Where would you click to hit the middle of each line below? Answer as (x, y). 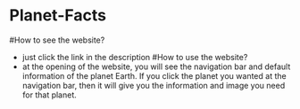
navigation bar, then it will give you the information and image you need (154, 85)
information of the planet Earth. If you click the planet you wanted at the (154, 75)
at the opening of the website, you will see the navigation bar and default (156, 66)
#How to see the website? (57, 40)
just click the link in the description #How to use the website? (135, 57)
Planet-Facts (58, 16)
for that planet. (50, 95)
